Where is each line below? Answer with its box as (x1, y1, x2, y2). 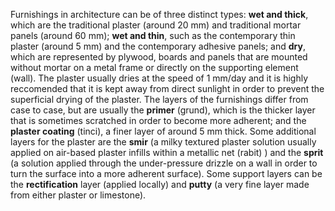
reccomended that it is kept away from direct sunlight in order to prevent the (10, 83, 325, 94)
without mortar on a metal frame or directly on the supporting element (10, 62, 299, 73)
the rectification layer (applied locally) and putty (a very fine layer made (10, 179, 310, 190)
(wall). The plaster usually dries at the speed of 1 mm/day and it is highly (10, 72, 309, 84)
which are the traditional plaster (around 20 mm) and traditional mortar (10, 19, 302, 31)
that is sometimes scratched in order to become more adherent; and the (10, 115, 307, 126)
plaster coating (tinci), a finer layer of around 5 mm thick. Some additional (10, 125, 317, 137)
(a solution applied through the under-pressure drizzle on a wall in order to (10, 157, 318, 169)
